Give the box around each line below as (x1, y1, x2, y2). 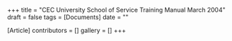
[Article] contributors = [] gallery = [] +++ (7, 27, 127, 34)
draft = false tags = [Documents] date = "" (7, 13, 129, 21)
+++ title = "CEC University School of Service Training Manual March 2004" (7, 6, 226, 14)
